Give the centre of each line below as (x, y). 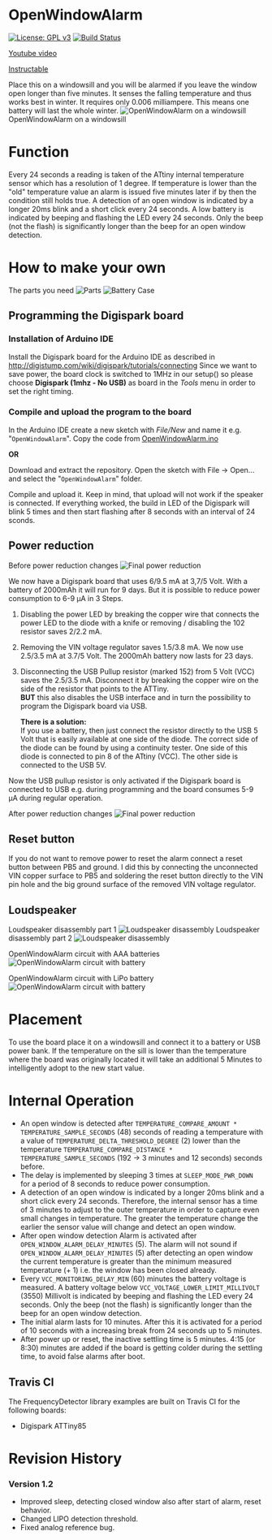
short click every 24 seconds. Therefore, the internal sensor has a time (139, 1201)
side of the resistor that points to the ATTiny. (94, 689)
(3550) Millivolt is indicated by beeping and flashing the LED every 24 (137, 1296)
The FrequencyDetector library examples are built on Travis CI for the (125, 1401)
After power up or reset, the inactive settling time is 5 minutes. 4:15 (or (138, 1339)
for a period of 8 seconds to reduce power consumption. (115, 1184)
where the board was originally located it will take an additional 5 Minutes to (135, 1060)
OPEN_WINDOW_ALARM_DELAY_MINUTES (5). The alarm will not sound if (129, 1244)
